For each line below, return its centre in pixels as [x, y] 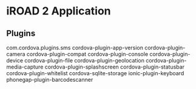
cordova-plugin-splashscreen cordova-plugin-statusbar [115, 67]
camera [16, 54]
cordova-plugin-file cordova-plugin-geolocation [84, 60]
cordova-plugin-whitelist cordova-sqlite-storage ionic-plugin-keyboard [95, 73]
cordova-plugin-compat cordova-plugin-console [87, 54]
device [15, 60]
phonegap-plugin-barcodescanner [50, 80]
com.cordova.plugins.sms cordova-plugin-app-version [75, 48]
